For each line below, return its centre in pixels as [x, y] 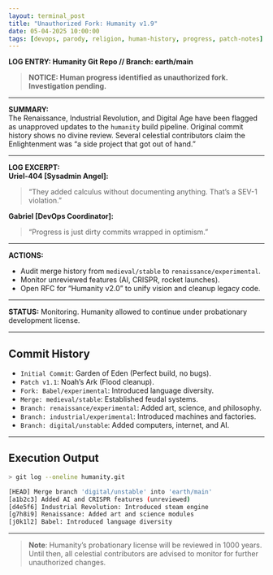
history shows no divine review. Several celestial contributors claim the [127, 136]
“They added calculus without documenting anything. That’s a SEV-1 [143, 192]
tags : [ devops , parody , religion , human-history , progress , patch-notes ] [136, 39]
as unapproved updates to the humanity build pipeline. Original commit [126, 127]
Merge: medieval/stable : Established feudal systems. [109, 399]
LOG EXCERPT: [34, 168]
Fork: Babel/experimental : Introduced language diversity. [117, 390]
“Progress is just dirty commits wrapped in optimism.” [118, 232]
